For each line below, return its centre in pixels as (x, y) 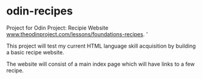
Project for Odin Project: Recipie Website (57, 28)
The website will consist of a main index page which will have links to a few (100, 64)
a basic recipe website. (35, 52)
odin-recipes (40, 11)
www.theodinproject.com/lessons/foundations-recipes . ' (77, 34)
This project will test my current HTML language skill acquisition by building (101, 46)
